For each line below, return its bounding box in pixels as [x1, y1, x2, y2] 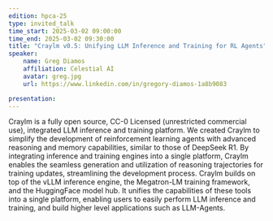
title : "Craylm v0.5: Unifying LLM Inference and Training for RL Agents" [8, 42, 267, 50]
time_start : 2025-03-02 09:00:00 [8, 27, 122, 35]
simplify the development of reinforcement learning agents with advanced [8, 134, 257, 144]
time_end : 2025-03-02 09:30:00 [8, 34, 115, 43]
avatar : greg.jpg [23, 72, 82, 80]
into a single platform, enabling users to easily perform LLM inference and [8, 194, 256, 204]
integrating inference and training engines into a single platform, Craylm [8, 151, 249, 161]
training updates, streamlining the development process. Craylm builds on [8, 168, 256, 179]
